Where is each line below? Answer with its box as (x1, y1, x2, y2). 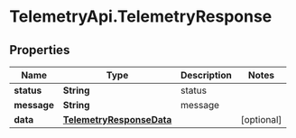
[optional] (240, 114, 282, 125)
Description (180, 69, 232, 81)
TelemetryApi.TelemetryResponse (9, 6, 273, 27)
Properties (9, 42, 70, 58)
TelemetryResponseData (62, 114, 172, 125)
